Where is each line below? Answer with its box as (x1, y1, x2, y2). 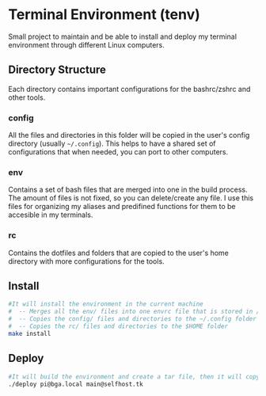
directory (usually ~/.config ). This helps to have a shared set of (8, 139, 216, 148)
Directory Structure (8, 63, 107, 77)
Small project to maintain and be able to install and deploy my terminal (8, 32, 237, 41)
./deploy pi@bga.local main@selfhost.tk (8, 380, 144, 388)
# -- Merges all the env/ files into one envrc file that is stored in (8, 307, 253, 316)
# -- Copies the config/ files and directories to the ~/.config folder (8, 315, 257, 323)
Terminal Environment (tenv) (8, 6, 200, 24)
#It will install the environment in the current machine (8, 300, 203, 308)
